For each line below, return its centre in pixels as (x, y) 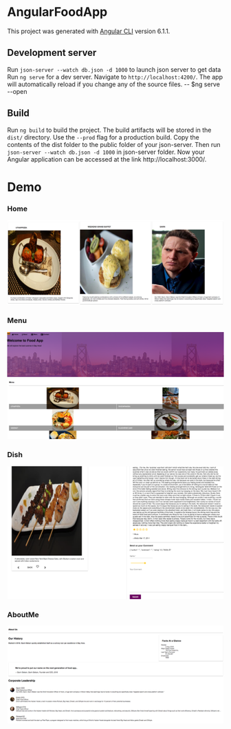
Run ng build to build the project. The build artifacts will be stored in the (109, 130)
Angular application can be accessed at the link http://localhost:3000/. (107, 159)
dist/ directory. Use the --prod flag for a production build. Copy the (103, 137)
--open (17, 91)
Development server (52, 53)
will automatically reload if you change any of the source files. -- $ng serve (113, 84)
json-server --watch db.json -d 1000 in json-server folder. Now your (106, 152)
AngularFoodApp (57, 12)
